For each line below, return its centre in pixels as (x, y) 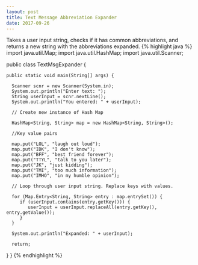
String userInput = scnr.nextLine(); (59, 97)
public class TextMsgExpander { (46, 64)
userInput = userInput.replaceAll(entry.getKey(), (93, 207)
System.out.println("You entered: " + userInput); (76, 102)
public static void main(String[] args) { (60, 76)
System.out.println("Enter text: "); (59, 92)
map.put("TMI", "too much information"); (64, 170)
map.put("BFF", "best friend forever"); (63, 155)
